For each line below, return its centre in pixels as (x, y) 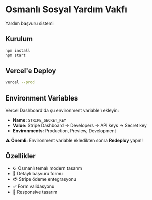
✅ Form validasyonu (33, 186)
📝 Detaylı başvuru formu (37, 173)
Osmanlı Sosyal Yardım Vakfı (66, 9)
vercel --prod (20, 82)
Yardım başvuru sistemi (29, 23)
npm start (16, 55)
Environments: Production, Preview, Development (64, 131)
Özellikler (21, 156)
